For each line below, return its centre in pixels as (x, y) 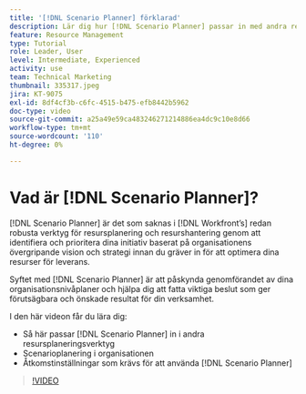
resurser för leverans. (50, 261)
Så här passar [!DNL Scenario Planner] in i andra (113, 334)
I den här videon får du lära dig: (68, 316)
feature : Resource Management (67, 35)
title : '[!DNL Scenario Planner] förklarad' (95, 18)
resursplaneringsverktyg (69, 343)
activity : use (36, 69)
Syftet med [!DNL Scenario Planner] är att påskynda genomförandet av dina (152, 279)
